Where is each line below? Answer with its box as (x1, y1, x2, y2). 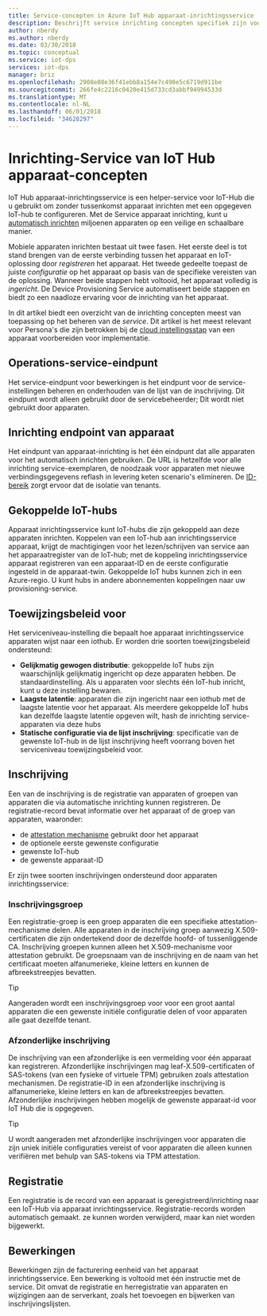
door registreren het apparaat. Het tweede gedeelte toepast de (41, 258, 248, 268)
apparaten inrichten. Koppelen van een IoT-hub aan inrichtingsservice (8, 534, 237, 543)
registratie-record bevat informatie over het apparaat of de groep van (8, 806, 236, 815)
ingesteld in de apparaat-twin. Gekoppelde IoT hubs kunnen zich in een (8, 567, 242, 576)
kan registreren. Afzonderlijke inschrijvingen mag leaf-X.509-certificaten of (8, 1062, 255, 1071)
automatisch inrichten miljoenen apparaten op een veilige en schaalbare (8, 218, 244, 227)
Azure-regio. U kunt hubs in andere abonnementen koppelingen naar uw (8, 576, 246, 585)
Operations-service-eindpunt (8, 356, 159, 370)
